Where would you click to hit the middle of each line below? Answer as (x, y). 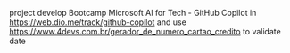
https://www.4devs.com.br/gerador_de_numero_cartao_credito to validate (145, 31)
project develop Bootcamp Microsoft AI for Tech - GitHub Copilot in (133, 13)
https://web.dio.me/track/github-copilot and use (98, 22)
